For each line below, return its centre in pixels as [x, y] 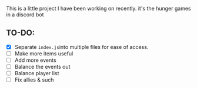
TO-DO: [21, 33]
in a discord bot [25, 15]
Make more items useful [44, 53]
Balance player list [37, 73]
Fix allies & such [34, 80]
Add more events [36, 60]
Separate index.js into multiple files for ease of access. [81, 47]
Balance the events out [42, 67]
